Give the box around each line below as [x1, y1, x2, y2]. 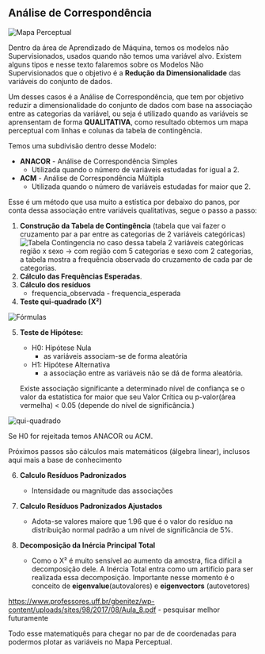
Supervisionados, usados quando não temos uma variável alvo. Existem [8, 51, 242, 60]
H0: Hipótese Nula [31, 343, 92, 352]
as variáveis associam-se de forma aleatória [43, 351, 187, 360]
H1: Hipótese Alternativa [31, 360, 111, 369]
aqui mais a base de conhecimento [8, 455, 123, 464]
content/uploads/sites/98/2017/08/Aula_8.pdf [8, 605, 157, 614]
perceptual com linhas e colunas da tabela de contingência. [8, 125, 203, 135]
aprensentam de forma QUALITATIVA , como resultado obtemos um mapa [8, 117, 248, 126]
